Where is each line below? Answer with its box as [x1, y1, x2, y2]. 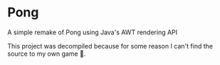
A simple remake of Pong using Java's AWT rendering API [7, 28, 178, 36]
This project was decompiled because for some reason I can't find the [7, 41, 214, 50]
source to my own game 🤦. [7, 49, 86, 58]
